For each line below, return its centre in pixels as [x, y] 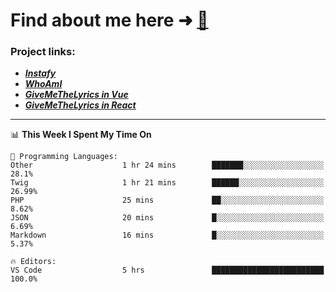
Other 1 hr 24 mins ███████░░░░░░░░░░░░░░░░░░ [167, 165]
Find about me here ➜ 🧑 [109, 20]
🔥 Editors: [33, 262]
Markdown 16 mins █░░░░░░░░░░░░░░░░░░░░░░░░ [167, 235]
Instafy [40, 73]
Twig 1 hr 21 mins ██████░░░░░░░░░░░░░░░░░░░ [167, 183]
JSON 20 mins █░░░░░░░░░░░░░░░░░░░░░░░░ [167, 218]
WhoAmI [43, 84]
